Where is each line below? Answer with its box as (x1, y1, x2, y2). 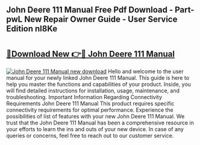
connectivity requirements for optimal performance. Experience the (6, 106, 173, 114)
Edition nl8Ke (6, 24, 58, 34)
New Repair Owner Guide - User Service (23, 14, 178, 25)
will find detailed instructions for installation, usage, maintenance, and (6, 87, 180, 94)
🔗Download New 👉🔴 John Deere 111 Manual (6, 48, 175, 59)
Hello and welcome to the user (108, 68, 184, 75)
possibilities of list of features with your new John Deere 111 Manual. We (6, 113, 185, 120)
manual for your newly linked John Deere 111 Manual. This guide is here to (6, 74, 190, 81)
